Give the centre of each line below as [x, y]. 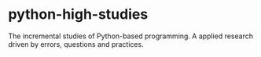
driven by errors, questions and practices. [76, 44]
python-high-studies [78, 14]
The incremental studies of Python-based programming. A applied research [131, 36]
